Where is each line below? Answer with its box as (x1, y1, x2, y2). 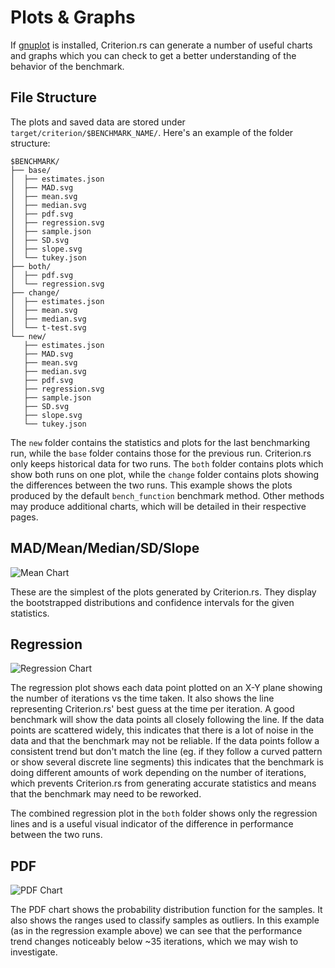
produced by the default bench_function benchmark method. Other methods (10, 489, 325, 501)
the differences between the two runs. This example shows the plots (10, 479, 293, 491)
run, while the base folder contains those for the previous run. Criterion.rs (10, 447, 312, 459)
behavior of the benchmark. (10, 60, 125, 72)
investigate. (10, 946, 58, 958)
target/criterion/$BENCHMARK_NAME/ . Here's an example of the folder (10, 126, 294, 138)
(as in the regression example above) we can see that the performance (10, 925, 303, 937)
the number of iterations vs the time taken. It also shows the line (10, 692, 275, 705)
